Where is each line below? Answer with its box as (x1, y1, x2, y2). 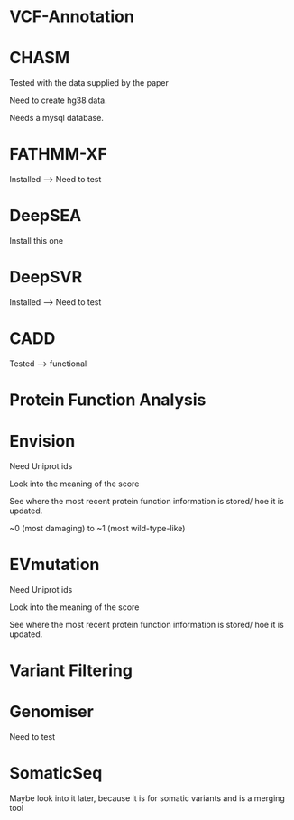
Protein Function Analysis (9, 390, 207, 410)
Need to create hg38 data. (9, 95, 107, 106)
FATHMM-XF (9, 144, 108, 164)
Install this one (9, 235, 64, 245)
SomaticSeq (9, 763, 103, 784)
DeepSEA (9, 206, 82, 226)
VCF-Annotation (9, 6, 135, 27)
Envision (9, 431, 76, 452)
